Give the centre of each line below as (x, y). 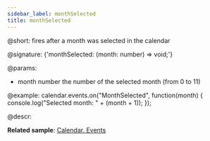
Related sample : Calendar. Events (57, 130)
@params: (22, 68)
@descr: (19, 116)
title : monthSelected (39, 20)
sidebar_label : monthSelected (52, 14)
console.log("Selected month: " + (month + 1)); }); (79, 102)
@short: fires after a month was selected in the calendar (89, 40)
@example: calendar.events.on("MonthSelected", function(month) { (105, 95)
